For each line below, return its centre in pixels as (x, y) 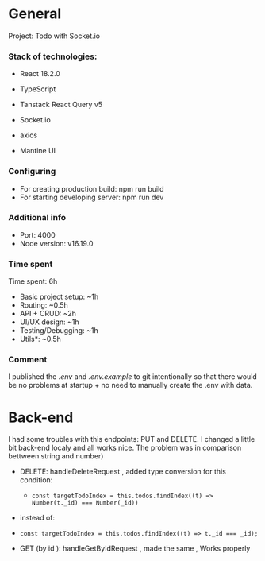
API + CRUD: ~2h (48, 314)
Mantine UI (38, 151)
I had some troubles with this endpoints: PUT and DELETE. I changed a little (132, 439)
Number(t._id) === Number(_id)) (85, 503)
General (35, 14)
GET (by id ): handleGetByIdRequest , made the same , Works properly (135, 548)
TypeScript (38, 89)
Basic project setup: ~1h (59, 297)
